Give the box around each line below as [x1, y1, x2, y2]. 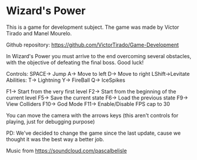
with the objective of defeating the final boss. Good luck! [6, 59, 144, 66]
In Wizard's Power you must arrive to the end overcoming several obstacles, [6, 52, 192, 59]
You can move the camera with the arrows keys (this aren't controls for [6, 112, 179, 119]
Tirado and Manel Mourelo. [6, 29, 72, 36]
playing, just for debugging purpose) [6, 118, 96, 125]
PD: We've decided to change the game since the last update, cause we [6, 129, 181, 136]
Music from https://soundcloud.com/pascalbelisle [6, 147, 127, 154]
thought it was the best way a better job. [6, 135, 104, 142]
